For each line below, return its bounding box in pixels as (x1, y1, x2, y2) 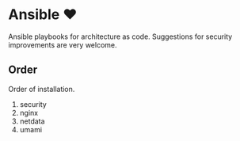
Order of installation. (8, 84, 75, 93)
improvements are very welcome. (8, 40, 117, 49)
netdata (19, 116, 45, 126)
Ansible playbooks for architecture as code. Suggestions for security (8, 32, 233, 41)
